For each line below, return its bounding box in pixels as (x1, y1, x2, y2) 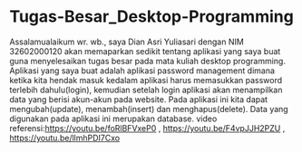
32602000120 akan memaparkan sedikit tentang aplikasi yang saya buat (9, 45, 281, 56)
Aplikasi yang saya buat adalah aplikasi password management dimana (9, 65, 275, 76)
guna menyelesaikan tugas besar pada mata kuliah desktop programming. (9, 55, 286, 66)
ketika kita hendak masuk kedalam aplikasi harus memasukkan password (9, 74, 283, 85)
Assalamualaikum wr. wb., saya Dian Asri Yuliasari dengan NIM (9, 36, 245, 47)
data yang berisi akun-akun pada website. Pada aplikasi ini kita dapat (9, 93, 268, 105)
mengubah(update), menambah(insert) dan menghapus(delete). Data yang (9, 103, 288, 114)
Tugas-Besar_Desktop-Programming (9, 6, 295, 27)
